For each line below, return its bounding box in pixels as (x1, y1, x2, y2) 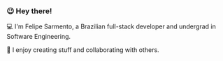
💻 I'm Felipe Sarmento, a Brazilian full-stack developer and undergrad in (6, 22, 216, 31)
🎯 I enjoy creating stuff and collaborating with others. (6, 46, 159, 54)
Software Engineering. (6, 33, 71, 41)
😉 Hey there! (6, 6, 52, 16)
